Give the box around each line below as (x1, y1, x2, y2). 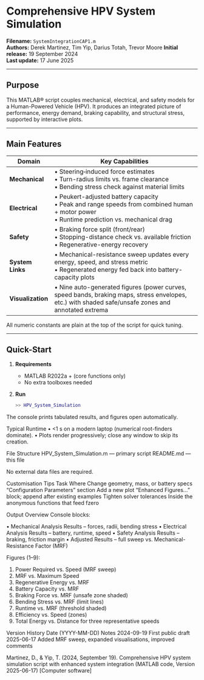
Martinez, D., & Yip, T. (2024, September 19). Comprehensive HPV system (6, 654, 191, 661)
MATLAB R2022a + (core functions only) (24, 372, 126, 380)
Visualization (9, 294, 49, 302)
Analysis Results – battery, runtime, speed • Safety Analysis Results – (6, 529, 180, 536)
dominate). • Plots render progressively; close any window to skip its (6, 432, 178, 439)
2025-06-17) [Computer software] (6, 667, 92, 675)
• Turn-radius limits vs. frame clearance (54, 175, 169, 183)
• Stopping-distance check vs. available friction (54, 232, 191, 241)
